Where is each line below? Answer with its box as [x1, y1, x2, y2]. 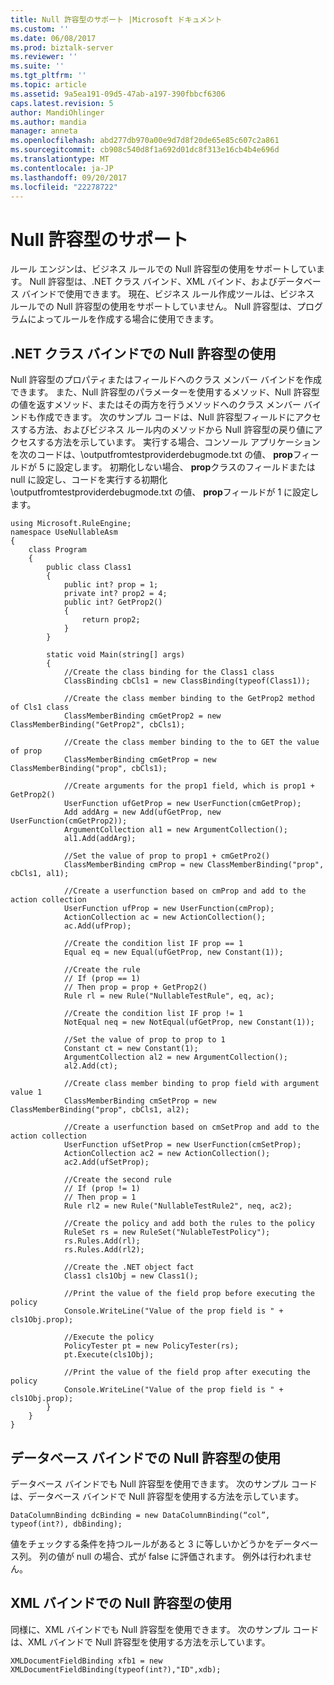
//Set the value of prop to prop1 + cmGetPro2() [63, 851, 271, 861]
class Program [28, 545, 87, 555]
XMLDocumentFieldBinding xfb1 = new [10, 1656, 163, 1666]
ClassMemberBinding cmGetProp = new [63, 755, 217, 765]
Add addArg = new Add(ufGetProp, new [63, 807, 222, 818]
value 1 [10, 1087, 43, 1098]
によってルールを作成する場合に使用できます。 [27, 313, 220, 325]
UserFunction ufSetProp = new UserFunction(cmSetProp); [63, 1140, 302, 1150]
